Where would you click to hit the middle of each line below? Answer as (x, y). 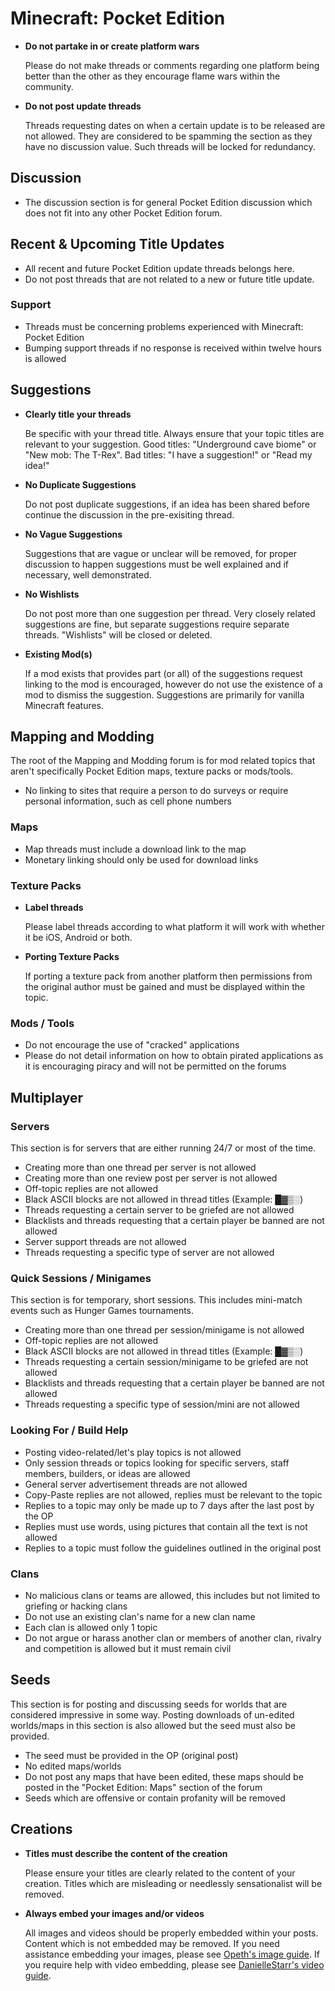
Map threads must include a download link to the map (135, 849)
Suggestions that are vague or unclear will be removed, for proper (161, 553)
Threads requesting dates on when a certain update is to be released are (175, 125)
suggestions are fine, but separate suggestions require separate (157, 624)
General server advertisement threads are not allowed (136, 1484)
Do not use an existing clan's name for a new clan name (140, 1616)
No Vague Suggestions (73, 534)
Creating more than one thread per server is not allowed (140, 1168)
